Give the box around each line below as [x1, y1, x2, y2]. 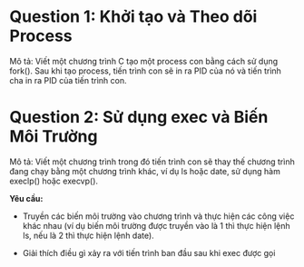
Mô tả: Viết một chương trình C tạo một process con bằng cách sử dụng [9, 55, 279, 66]
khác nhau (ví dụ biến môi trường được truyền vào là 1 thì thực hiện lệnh [22, 220, 290, 231]
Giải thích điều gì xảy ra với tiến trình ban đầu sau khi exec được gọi [22, 247, 276, 258]
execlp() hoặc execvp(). [9, 175, 98, 186]
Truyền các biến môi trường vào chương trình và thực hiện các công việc [22, 211, 295, 222]
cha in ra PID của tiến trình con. [9, 74, 127, 85]
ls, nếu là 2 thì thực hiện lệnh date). [22, 230, 154, 241]
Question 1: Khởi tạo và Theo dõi [9, 6, 258, 27]
